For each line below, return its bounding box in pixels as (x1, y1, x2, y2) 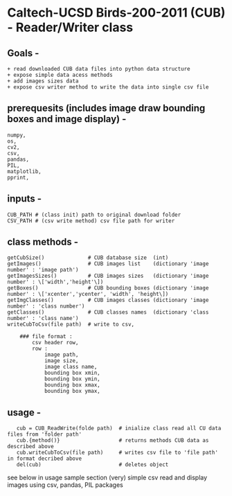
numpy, (7, 132, 26, 139)
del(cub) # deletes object (16, 461, 169, 468)
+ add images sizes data (7, 78, 79, 85)
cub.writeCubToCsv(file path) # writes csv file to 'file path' (16, 449, 218, 457)
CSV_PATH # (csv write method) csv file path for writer (7, 217, 175, 224)
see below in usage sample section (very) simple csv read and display (7, 473, 208, 482)
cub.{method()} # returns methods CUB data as (16, 437, 209, 444)
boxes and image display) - (7, 113, 127, 125)
